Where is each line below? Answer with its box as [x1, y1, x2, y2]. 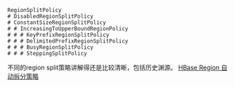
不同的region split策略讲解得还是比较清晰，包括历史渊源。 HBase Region [7, 64, 220, 71]
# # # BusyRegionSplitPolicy [7, 44, 94, 51]
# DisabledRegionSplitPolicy [7, 13, 94, 20]
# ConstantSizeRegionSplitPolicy [7, 19, 106, 26]
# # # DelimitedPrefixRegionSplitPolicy [7, 37, 129, 45]
